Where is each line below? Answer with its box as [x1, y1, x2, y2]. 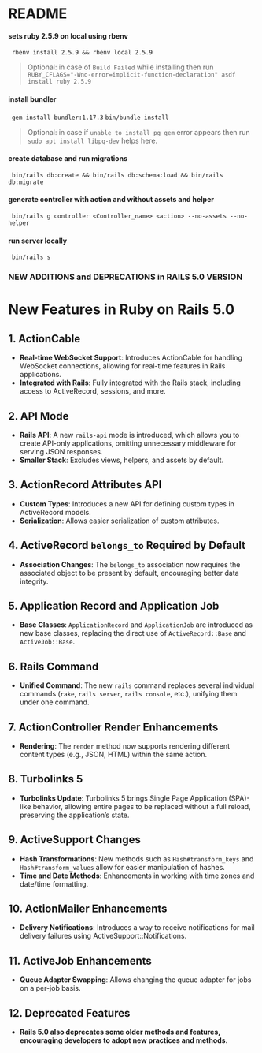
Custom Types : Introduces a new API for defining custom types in [19, 498, 234, 509]
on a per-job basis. [19, 984, 81, 993]
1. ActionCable [8, 332, 81, 345]
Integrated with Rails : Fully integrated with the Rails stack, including [19, 378, 242, 387]
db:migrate [8, 178, 44, 186]
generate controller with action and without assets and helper [8, 195, 215, 204]
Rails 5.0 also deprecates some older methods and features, [19, 1027, 221, 1037]
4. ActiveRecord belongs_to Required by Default [8, 539, 246, 552]
